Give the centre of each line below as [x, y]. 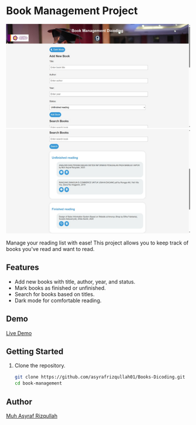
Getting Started [35, 351]
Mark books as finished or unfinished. [60, 288]
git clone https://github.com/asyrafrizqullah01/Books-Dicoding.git [100, 377]
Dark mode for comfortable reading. [58, 300]
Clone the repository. [40, 366]
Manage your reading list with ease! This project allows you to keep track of [97, 243]
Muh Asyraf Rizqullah [32, 416]
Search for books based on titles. [54, 294]
